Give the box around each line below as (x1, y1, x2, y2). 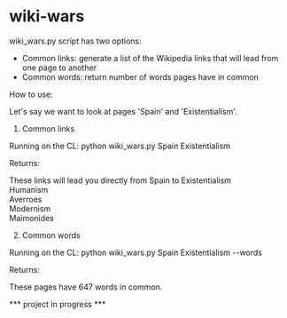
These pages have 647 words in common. (9, 282, 163, 292)
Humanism (9, 184, 49, 195)
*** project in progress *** (9, 298, 106, 309)
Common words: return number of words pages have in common (21, 71, 260, 82)
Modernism (9, 203, 51, 214)
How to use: (9, 89, 53, 99)
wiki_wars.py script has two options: (9, 36, 142, 46)
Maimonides (9, 212, 55, 223)
